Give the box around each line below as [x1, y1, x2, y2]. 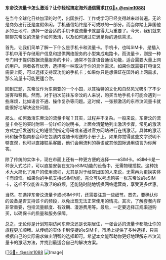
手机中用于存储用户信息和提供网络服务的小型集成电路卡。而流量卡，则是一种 [5, 51, 161, 56]
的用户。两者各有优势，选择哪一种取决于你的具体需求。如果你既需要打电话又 [5, 63, 161, 69]
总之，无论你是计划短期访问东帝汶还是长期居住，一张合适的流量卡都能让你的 [5, 221, 161, 227]
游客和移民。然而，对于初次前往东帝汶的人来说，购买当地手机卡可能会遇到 [5, 92, 157, 98]
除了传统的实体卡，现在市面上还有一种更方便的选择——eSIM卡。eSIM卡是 [5, 156, 156, 162]
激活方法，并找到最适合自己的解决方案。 [18, 240, 100, 245]
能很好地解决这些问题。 [5, 104, 53, 110]
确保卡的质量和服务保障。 [18, 210, 70, 216]
